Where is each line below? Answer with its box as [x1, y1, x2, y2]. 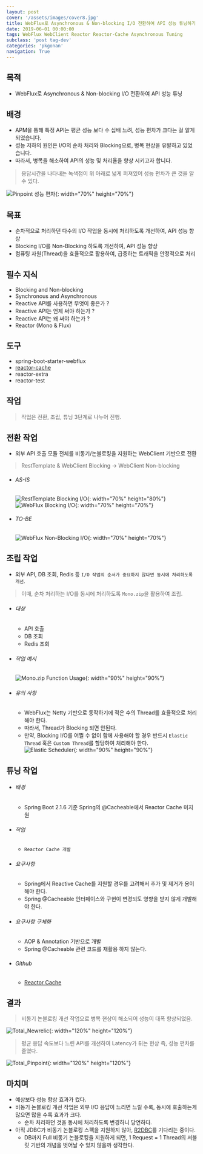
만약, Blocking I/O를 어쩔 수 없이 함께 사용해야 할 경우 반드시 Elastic [24, 732, 188, 739]
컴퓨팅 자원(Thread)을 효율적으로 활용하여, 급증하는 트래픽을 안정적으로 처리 [15, 250, 196, 257]
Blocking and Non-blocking [15, 286, 84, 293]
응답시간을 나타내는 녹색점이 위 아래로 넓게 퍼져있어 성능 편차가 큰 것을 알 [21, 170, 195, 177]
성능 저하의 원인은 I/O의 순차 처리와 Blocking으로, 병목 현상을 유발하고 [15, 142, 182, 149]
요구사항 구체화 [15, 917, 52, 925]
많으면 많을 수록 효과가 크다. [15, 1111, 82, 1119]
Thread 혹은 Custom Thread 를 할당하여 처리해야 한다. [24, 739, 148, 747]
